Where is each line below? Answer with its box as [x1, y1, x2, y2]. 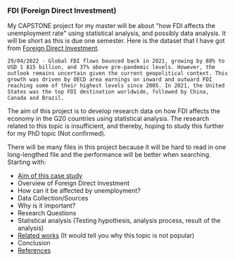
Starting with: [7, 158, 46, 167]
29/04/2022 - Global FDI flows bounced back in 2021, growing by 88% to [7, 58, 225, 65]
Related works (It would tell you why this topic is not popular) [17, 231, 195, 240]
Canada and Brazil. [7, 94, 65, 102]
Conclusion [17, 238, 51, 248]
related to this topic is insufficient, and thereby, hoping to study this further [7, 122, 224, 130]
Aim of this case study [17, 172, 83, 180]
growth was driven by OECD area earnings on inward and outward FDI [7, 76, 212, 83]
